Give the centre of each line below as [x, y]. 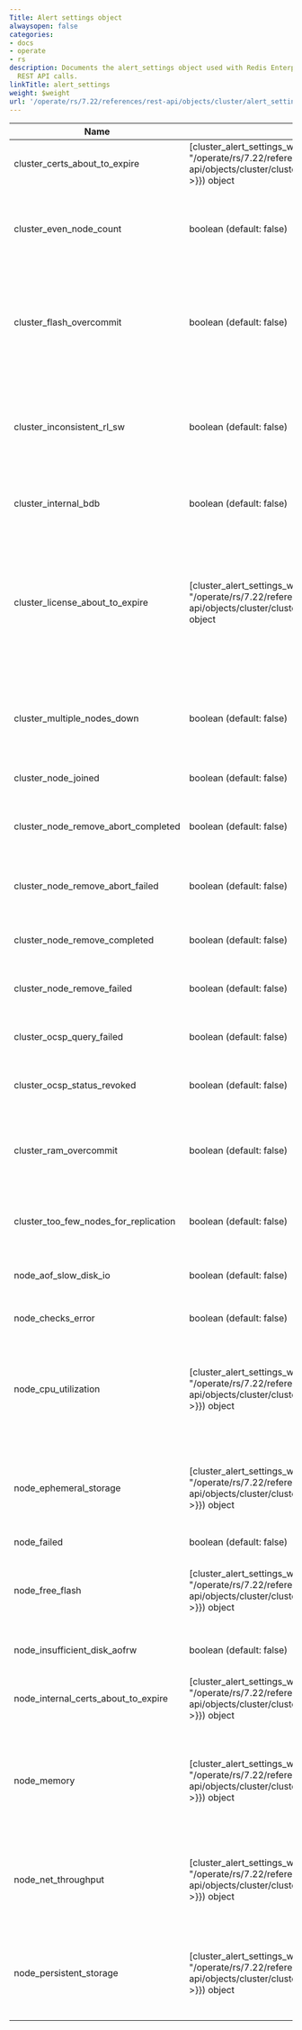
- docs [22, 43]
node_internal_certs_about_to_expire [91, 1699]
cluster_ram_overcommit [66, 1150]
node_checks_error [55, 1318]
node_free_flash [48, 1591]
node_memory [44, 1781]
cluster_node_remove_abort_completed [98, 826]
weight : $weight [40, 93]
